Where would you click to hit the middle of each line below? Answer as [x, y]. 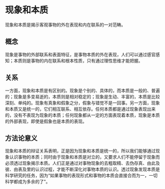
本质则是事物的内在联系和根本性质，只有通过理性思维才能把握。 [78, 61]
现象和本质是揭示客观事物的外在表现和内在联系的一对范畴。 [65, 25]
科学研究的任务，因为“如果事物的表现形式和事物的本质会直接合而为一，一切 [82, 176]
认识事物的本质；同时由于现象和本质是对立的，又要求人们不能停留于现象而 [84, 157]
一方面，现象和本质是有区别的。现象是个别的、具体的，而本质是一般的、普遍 [82, 90]
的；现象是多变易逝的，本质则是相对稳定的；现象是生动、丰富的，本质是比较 [82, 96]
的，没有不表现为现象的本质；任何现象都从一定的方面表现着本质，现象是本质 [82, 115]
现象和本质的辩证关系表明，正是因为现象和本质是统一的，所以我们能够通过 [80, 151]
